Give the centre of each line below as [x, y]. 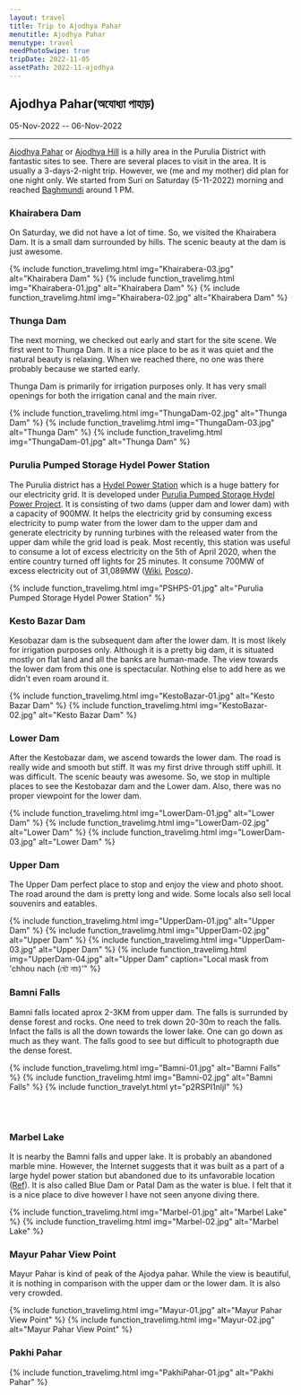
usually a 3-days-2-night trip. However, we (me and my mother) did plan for [149, 171]
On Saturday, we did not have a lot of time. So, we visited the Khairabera [143, 232]
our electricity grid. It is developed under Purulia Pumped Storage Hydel [142, 494]
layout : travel [38, 18]
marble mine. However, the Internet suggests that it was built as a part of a [147, 1166]
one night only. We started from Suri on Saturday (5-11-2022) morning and [146, 180]
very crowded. [36, 1293]
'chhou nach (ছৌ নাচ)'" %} [55, 969]
